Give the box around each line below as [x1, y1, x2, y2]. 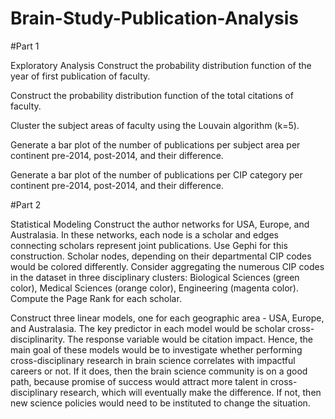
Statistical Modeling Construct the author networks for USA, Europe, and [10, 218, 310, 230]
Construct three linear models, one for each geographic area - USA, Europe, [10, 312, 325, 324]
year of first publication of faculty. [10, 70, 151, 82]
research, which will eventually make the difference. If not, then [59, 386, 322, 398]
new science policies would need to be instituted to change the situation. [10, 397, 311, 409]
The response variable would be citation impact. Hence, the [67, 333, 313, 345]
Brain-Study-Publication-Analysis [10, 7, 300, 30]
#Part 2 [10, 198, 42, 211]
